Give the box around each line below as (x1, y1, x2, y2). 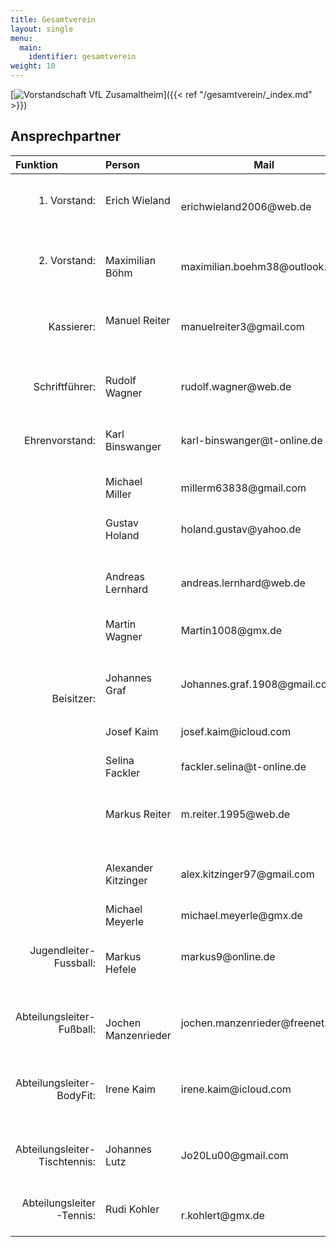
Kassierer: (48, 319, 97, 333)
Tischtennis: (38, 1154, 97, 1168)
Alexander (105, 861, 154, 875)
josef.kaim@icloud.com (180, 724, 292, 738)
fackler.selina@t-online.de (180, 759, 307, 773)
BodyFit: (56, 1088, 97, 1102)
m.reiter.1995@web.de (180, 807, 291, 821)
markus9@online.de (180, 949, 276, 963)
